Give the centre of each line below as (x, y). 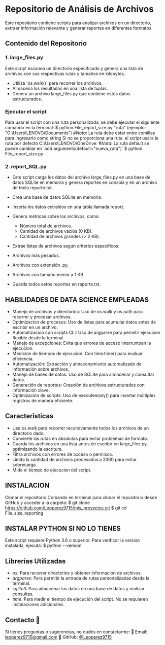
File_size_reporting (24, 513)
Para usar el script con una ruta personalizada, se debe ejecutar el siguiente (82, 122)
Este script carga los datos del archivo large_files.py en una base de (81, 177)
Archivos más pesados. (36, 255)
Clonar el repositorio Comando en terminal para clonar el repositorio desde (81, 497)
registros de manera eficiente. (43, 401)
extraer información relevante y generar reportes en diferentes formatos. (79, 28)
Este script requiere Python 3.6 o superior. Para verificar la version (73, 540)
